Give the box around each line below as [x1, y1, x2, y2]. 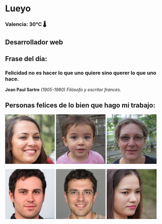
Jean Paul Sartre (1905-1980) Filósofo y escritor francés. [5, 87, 122, 93]
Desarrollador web [5, 38, 63, 46]
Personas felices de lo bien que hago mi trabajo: [5, 101, 156, 109]
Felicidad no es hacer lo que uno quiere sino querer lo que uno [5, 69, 157, 76]
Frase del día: [5, 55, 48, 63]
